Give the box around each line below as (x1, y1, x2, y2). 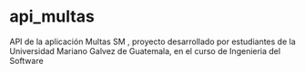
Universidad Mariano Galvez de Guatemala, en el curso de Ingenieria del (9, 45, 280, 56)
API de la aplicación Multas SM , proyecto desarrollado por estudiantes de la (9, 36, 296, 47)
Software (9, 55, 44, 66)
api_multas (9, 6, 96, 27)
